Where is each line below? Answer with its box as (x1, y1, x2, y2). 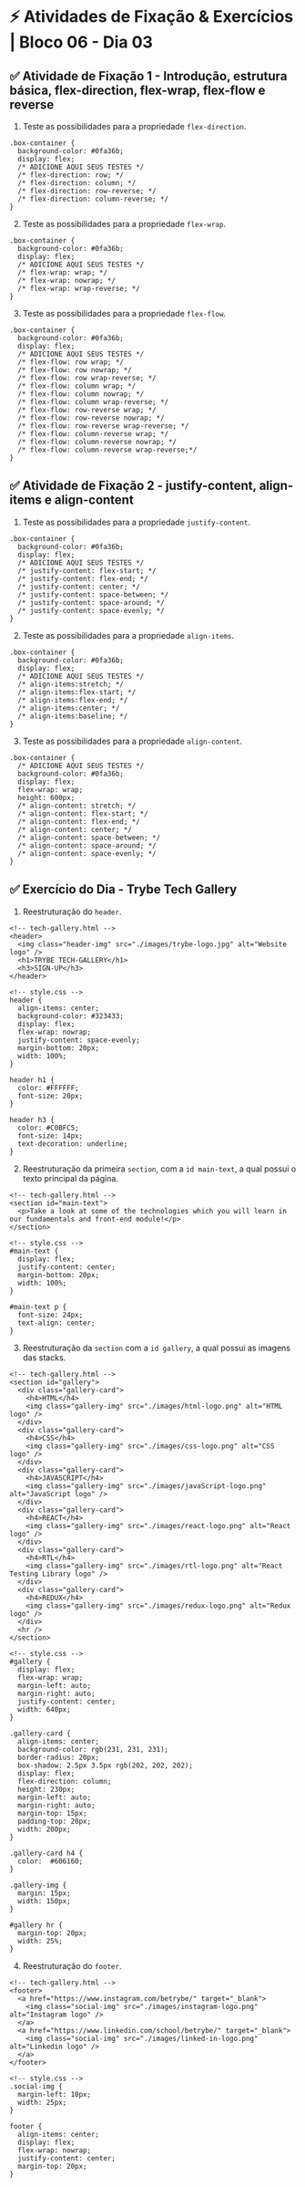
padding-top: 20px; (17, 1817, 92, 1826)
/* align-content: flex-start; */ (17, 808, 148, 818)
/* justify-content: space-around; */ (17, 598, 166, 607)
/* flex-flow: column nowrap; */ (17, 390, 145, 399)
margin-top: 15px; (17, 1808, 88, 1817)
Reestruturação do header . (22, 906, 122, 917)
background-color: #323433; (17, 1011, 125, 1021)
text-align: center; (17, 1318, 96, 1328)
